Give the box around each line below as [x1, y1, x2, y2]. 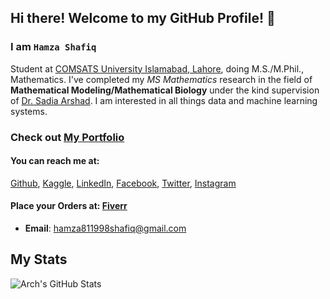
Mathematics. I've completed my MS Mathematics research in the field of [10, 73, 313, 85]
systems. [10, 105, 48, 117]
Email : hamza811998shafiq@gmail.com [24, 222, 187, 235]
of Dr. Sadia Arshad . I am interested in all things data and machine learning [10, 94, 318, 106]
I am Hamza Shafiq [10, 40, 97, 54]
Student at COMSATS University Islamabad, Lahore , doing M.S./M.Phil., [10, 62, 305, 75]
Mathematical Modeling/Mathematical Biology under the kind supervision [10, 84, 320, 96]
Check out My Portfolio [10, 130, 125, 144]
